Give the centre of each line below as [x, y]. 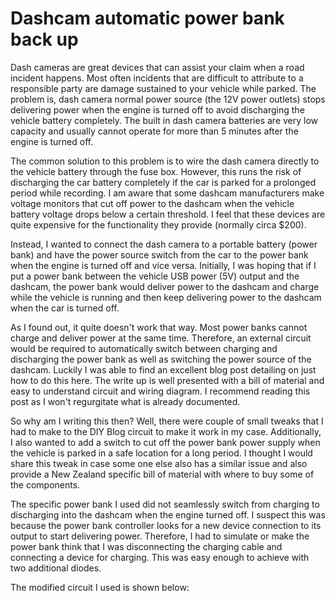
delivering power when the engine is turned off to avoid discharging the [157, 109]
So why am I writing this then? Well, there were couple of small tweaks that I [167, 421]
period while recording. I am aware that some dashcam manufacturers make [167, 193]
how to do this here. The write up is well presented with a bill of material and [167, 380]
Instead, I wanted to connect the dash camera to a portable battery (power [164, 244]
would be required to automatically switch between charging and [144, 348]
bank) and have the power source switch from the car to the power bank [159, 254]
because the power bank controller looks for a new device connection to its [166, 525]
